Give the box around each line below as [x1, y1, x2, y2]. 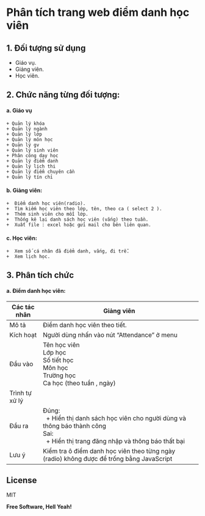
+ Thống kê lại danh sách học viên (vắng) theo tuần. [6, 216, 149, 223]
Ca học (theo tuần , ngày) [42, 378, 116, 387]
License [6, 475, 37, 485]
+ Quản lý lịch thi [6, 163, 56, 169]
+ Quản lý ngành [6, 125, 48, 132]
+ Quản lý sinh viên [6, 147, 59, 153]
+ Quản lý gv [6, 142, 40, 148]
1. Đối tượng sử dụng [6, 43, 86, 53]
